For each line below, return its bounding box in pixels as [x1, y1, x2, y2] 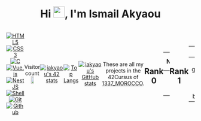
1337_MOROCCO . [102, 80, 145, 87]
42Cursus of [107, 74, 139, 81]
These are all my [102, 60, 144, 68]
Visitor [24, 63, 41, 71]
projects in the [105, 67, 141, 74]
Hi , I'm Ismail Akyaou [40, 7, 161, 21]
